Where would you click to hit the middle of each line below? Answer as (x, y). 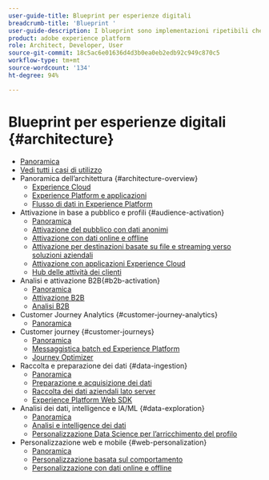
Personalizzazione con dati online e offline (102, 468)
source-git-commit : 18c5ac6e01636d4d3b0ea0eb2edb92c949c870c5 (114, 53)
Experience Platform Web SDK (82, 399)
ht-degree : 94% (34, 75)
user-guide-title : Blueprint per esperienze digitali (100, 16)
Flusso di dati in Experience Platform (92, 204)
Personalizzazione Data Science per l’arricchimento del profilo (134, 434)
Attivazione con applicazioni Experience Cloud (108, 263)
